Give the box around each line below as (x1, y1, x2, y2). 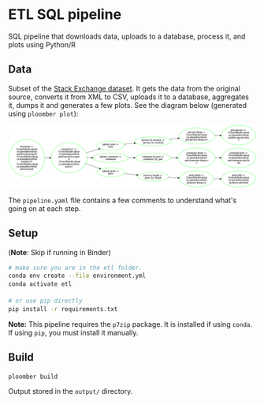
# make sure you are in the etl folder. (8, 264, 143, 272)
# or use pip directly (8, 297, 83, 305)
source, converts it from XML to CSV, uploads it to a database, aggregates (8, 92, 250, 102)
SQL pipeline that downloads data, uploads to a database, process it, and (8, 32, 246, 41)
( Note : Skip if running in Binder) (8, 247, 112, 257)
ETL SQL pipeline (8, 6, 122, 24)
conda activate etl (8, 280, 73, 288)
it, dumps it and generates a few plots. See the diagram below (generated (8, 100, 247, 109)
